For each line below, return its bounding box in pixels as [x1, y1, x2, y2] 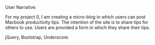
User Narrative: [5, 4, 36, 10]
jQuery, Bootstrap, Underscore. [5, 34, 69, 40]
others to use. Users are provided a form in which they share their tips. [5, 24, 151, 30]
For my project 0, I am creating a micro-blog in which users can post [5, 14, 146, 19]
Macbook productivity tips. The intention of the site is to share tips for [5, 19, 149, 25]
